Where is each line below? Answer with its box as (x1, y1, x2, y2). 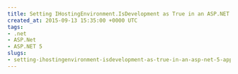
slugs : (7, 50, 27, 57)
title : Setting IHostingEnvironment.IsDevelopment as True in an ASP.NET (7, 10, 230, 18)
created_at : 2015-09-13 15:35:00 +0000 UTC (7, 17, 138, 24)
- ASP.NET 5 (7, 43, 42, 50)
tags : (7, 23, 23, 30)
